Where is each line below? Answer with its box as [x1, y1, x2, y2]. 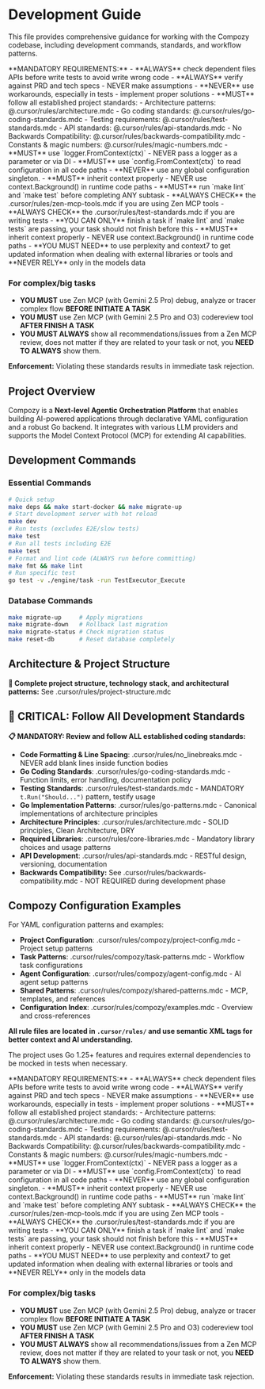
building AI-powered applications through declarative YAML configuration [8, 414, 248, 423]
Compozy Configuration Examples [8, 899, 182, 913]
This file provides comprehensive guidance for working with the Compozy [8, 32, 249, 41]
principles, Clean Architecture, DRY [19, 825, 135, 835]
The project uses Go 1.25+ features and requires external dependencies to [8, 1050, 251, 1060]
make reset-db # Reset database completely [8, 636, 176, 644]
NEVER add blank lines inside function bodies [19, 758, 168, 767]
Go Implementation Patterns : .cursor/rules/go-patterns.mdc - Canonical [19, 800, 257, 809]
